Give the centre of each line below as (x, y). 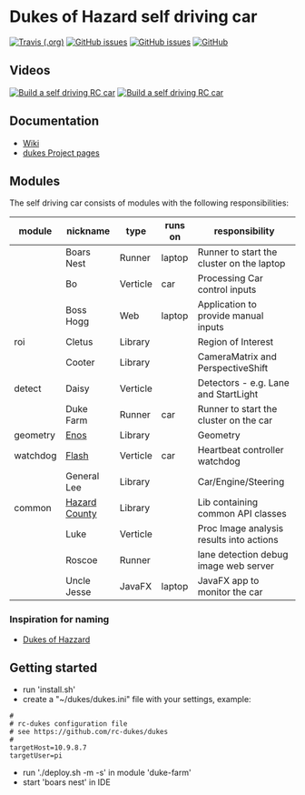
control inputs (227, 290)
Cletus (79, 342)
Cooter (80, 363)
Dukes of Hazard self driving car (133, 17)
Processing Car (230, 278)
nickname (89, 231)
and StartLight (228, 395)
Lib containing (228, 502)
